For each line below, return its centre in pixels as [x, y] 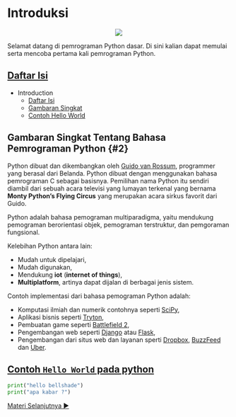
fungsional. [24, 232]
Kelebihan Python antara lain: [50, 246]
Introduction [35, 93]
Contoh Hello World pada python [81, 369]
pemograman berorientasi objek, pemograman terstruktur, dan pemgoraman [118, 224]
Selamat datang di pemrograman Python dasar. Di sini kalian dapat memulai [117, 46]
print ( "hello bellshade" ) [45, 386]
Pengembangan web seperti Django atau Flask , [86, 332]
